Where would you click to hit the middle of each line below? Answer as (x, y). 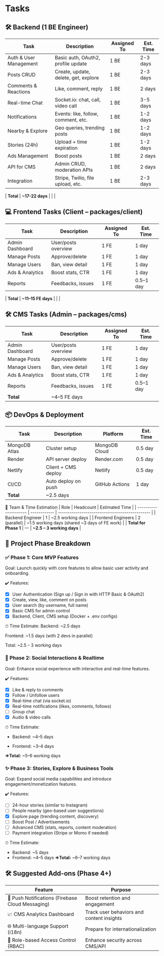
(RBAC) (16, 946)
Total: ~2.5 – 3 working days (33, 645)
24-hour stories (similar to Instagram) (50, 805)
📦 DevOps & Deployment (44, 415)
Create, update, (72, 72)
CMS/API (96, 946)
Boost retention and (108, 898)
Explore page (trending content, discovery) (55, 816)
